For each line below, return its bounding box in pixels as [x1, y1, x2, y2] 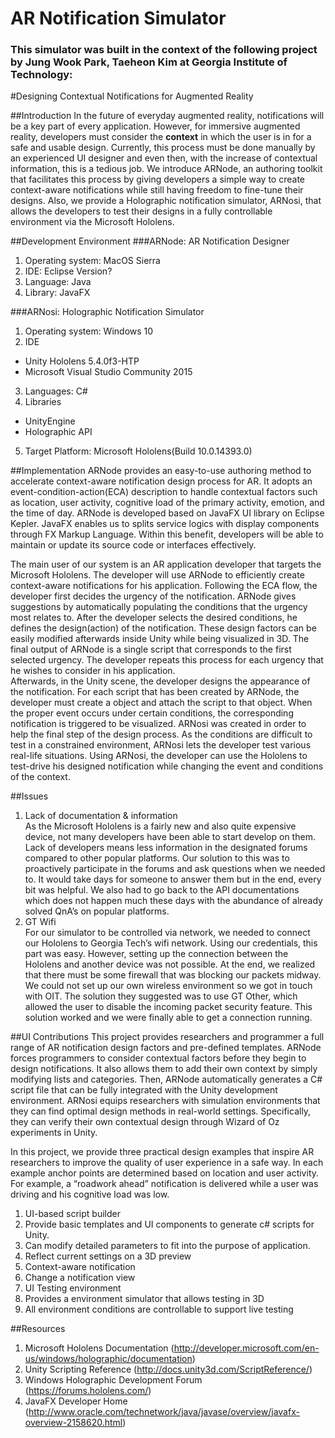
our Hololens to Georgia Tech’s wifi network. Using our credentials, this [24, 937, 318, 949]
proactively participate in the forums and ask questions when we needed [24, 863, 326, 875]
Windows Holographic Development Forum [24, 1374, 203, 1386]
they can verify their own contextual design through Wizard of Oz [10, 1116, 280, 1128]
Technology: [10, 68, 73, 82]
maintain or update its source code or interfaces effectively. [10, 539, 257, 551]
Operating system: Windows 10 [24, 325, 154, 337]
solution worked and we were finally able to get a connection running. [24, 1012, 313, 1024]
